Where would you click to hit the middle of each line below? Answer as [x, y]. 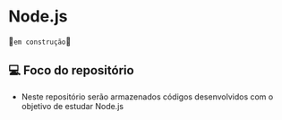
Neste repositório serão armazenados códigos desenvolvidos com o [147, 97]
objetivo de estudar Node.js [73, 106]
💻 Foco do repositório [72, 70]
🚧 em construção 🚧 [40, 41]
